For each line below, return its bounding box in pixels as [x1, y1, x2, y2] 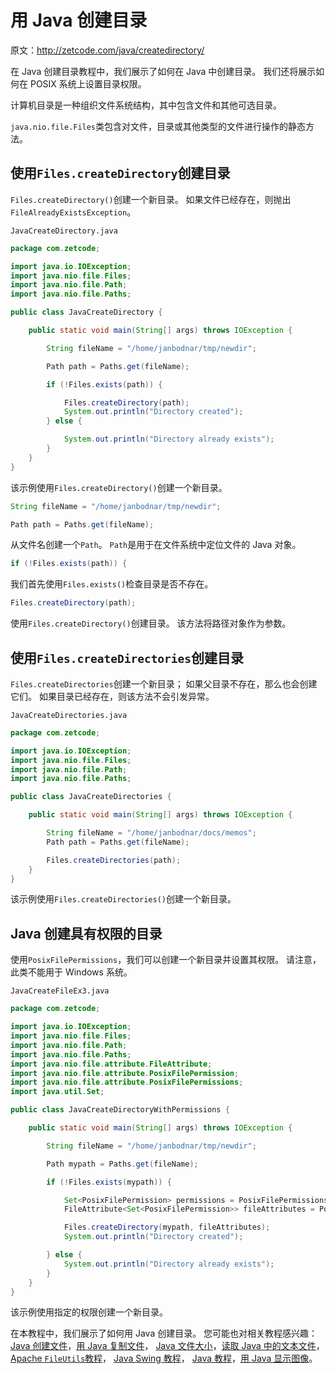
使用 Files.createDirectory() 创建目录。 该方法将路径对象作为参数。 [10, 617, 292, 630]
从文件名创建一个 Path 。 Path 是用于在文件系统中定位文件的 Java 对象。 [10, 539, 302, 551]
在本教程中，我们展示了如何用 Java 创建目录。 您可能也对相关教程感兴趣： [10, 1327, 318, 1340]
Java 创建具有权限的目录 [10, 925, 163, 942]
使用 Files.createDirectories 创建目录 [10, 649, 245, 666]
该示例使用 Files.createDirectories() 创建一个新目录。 [10, 893, 237, 905]
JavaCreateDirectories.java [10, 710, 128, 720]
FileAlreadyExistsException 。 [10, 206, 137, 218]
